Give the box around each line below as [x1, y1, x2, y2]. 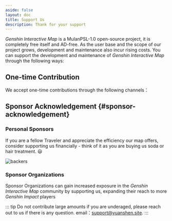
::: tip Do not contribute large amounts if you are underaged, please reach [5, 204, 161, 210]
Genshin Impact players [5, 194, 55, 200]
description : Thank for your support [5, 22, 86, 27]
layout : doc [5, 12, 31, 17]
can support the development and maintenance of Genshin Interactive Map [5, 52, 164, 59]
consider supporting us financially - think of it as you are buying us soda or [5, 142, 164, 149]
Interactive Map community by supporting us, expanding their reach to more [5, 188, 167, 194]
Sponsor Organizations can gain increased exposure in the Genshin [5, 183, 148, 189]
